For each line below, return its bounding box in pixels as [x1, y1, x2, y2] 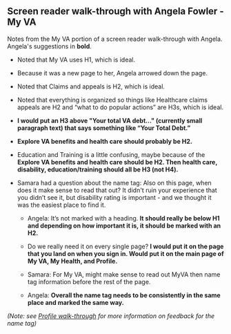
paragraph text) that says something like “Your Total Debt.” [17, 124, 191, 132]
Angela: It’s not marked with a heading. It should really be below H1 [27, 214, 220, 222]
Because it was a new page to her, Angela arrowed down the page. [17, 68, 208, 77]
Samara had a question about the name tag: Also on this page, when [17, 178, 212, 187]
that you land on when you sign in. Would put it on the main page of [27, 249, 224, 258]
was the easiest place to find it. [17, 201, 106, 209]
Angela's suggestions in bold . [7, 41, 92, 50]
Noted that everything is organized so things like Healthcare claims [17, 95, 208, 104]
